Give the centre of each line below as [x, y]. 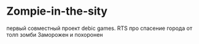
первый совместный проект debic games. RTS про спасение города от [99, 28]
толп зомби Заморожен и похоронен [55, 34]
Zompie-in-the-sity [57, 11]
